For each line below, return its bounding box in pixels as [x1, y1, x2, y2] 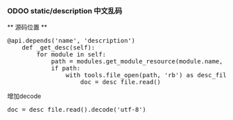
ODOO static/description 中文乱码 [7, 6, 123, 15]
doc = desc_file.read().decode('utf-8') [7, 106, 147, 114]
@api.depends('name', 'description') [7, 37, 136, 45]
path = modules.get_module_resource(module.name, [51, 57, 223, 66]
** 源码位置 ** [7, 23, 47, 32]
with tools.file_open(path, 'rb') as [65, 71, 194, 79]
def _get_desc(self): [21, 43, 96, 52]
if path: [51, 64, 81, 72]
